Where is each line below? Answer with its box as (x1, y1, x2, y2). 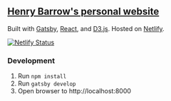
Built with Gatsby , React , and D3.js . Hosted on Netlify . (7, 24, 165, 32)
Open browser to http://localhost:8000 (17, 87, 132, 95)
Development (7, 56, 56, 66)
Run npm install (17, 72, 67, 81)
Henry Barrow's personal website (7, 6, 160, 18)
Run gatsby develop (17, 79, 76, 88)
